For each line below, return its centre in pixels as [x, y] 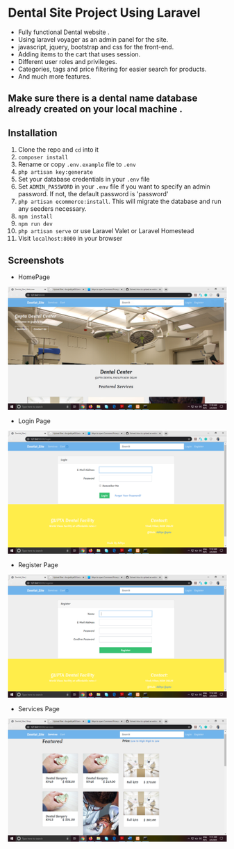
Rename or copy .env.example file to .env [77, 164]
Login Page [34, 421]
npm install [35, 217]
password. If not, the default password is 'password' [93, 194]
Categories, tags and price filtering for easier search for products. [112, 69]
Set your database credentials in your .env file [84, 180]
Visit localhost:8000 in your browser [70, 239]
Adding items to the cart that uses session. [79, 54]
